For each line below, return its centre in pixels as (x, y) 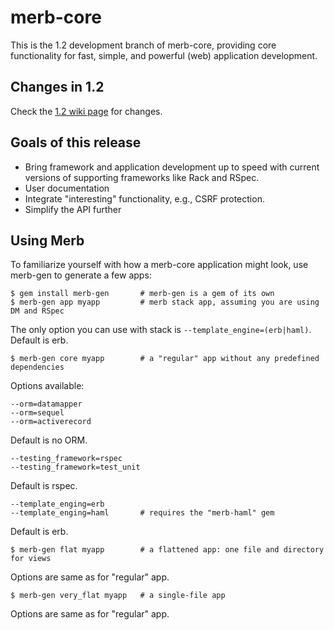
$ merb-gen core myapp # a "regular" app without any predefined (165, 359)
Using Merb (47, 240)
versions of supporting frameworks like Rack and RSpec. (142, 177)
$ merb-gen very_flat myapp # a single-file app (118, 596)
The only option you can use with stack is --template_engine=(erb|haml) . (161, 330)
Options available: (47, 386)
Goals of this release (76, 142)
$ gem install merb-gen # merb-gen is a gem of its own (142, 294)
